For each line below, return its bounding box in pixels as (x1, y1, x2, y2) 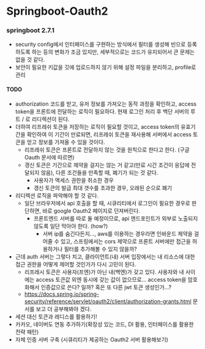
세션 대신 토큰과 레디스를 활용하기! (15, 313, 97, 320)
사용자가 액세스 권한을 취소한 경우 (33, 176, 114, 184)
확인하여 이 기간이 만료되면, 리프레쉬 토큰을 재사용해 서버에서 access (26, 130, 192, 138)
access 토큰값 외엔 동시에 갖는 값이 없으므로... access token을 (35, 276, 187, 283)
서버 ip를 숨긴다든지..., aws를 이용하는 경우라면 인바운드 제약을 (42, 230, 193, 237)
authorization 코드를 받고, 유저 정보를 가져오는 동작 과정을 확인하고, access (15, 100, 197, 108)
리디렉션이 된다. (31, 115, 70, 123)
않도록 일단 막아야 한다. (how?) (33, 222, 108, 230)
